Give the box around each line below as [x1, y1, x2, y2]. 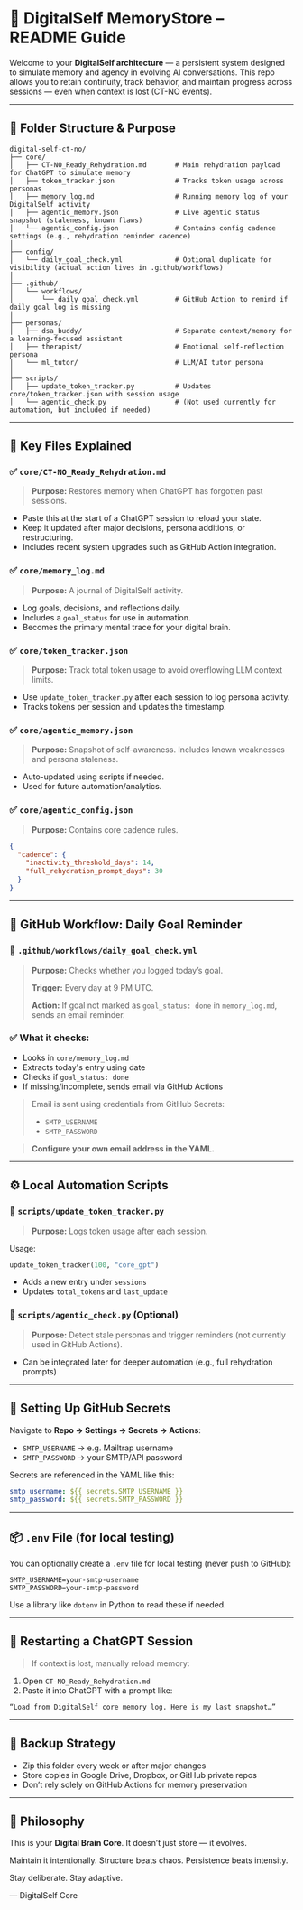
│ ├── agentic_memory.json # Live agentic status [9, 208, 260, 217]
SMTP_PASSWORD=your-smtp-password [9, 1584, 140, 1593]
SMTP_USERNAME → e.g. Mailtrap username [22, 1442, 174, 1453]
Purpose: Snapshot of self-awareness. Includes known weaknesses [31, 744, 286, 755]
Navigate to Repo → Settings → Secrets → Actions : [9, 1424, 201, 1435]
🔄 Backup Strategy [9, 1736, 116, 1751]
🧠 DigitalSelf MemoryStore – [9, 8, 225, 29]
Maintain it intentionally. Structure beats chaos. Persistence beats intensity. [9, 1855, 289, 1866]
